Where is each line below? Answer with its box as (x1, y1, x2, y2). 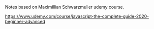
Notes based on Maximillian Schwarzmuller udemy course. (5, 4, 124, 10)
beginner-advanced (5, 19, 45, 24)
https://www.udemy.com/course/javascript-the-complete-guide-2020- (5, 14, 149, 19)
